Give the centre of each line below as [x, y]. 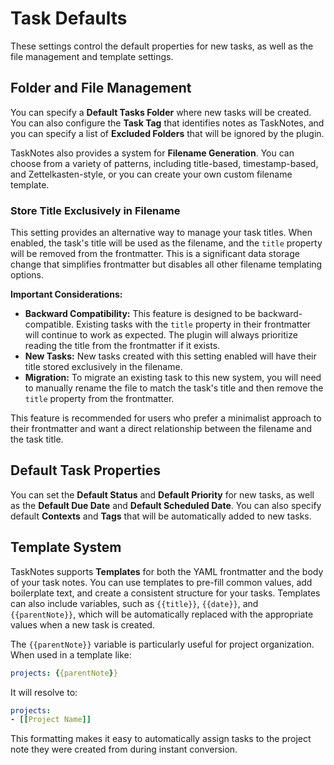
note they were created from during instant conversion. [124, 749]
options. [27, 275]
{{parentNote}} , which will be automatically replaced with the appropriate [162, 614]
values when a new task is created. [82, 624]
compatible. [49, 324]
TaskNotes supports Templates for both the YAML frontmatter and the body [167, 571]
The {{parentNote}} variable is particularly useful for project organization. [162, 644]
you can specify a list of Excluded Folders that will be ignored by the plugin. [167, 133]
